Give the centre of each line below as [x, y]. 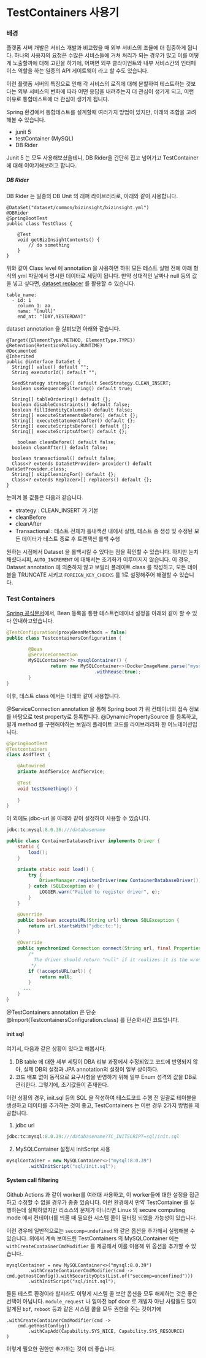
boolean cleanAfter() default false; [60, 448]
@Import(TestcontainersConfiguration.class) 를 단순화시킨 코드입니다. [93, 1019]
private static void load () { [56, 869]
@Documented [21, 351]
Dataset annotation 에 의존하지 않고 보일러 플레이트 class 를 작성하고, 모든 [96, 567]
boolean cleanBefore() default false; [67, 442]
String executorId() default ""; [55, 373]
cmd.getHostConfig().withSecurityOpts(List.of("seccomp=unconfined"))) [100, 1276]
